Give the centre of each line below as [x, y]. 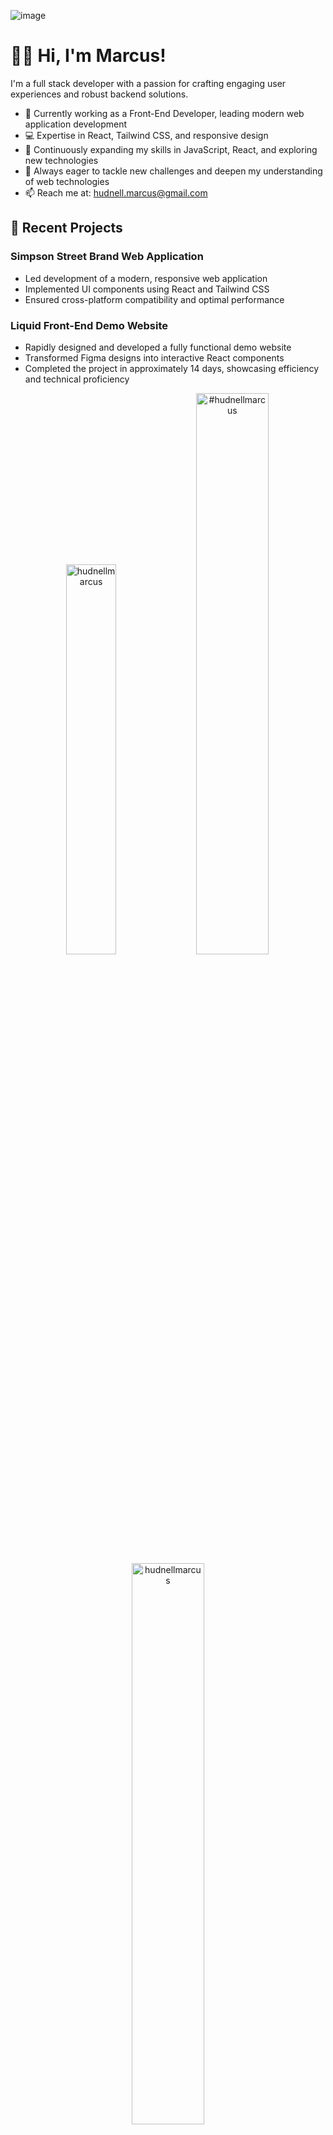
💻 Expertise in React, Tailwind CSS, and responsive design [146, 135]
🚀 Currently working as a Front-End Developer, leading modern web [164, 113]
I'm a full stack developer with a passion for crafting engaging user [148, 83]
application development [76, 124]
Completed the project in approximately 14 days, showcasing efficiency [172, 368]
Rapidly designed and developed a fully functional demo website [158, 347]
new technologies [61, 160]
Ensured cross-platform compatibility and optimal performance [154, 299]
